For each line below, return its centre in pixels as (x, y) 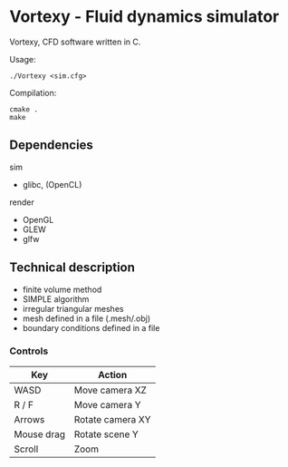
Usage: (23, 59)
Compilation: (33, 92)
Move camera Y (108, 404)
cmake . (24, 109)
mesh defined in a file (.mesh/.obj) (86, 318)
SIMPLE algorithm (56, 299)
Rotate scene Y (106, 434)
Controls (29, 351)
